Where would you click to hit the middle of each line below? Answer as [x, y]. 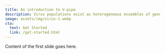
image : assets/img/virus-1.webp [38, 19]
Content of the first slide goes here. [41, 46]
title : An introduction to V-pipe [41, 10]
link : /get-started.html [35, 32]
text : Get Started [28, 28]
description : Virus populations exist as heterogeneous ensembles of [78, 14]
